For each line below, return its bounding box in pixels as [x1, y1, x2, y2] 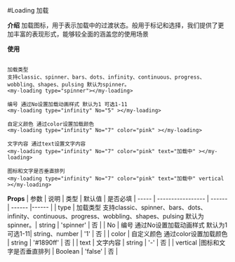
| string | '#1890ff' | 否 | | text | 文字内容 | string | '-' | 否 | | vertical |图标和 [7, 238, 220, 247]
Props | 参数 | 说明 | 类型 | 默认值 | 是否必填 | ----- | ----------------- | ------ [7, 195, 228, 202]
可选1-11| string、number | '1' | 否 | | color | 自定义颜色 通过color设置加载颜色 [7, 230, 228, 237]
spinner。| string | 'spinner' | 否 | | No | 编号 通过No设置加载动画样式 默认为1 [7, 221, 228, 229]
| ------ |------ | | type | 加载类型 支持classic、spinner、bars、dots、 [7, 203, 207, 211]
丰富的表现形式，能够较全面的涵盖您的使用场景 [13, 30, 149, 38]
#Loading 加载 [7, 6, 49, 14]
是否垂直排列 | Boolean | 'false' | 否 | [13, 247, 118, 255]
